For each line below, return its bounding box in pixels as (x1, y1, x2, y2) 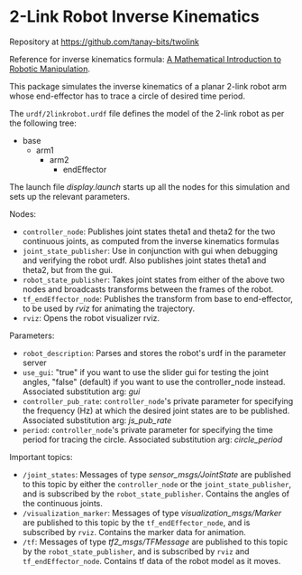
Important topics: (9, 451, 73, 462)
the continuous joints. (22, 497, 104, 508)
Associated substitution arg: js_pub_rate (22, 414, 172, 426)
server (22, 357, 47, 368)
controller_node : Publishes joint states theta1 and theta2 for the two (22, 226, 276, 237)
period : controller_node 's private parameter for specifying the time (22, 424, 273, 435)
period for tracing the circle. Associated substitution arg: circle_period (22, 434, 283, 445)
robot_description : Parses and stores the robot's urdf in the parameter (22, 347, 287, 358)
